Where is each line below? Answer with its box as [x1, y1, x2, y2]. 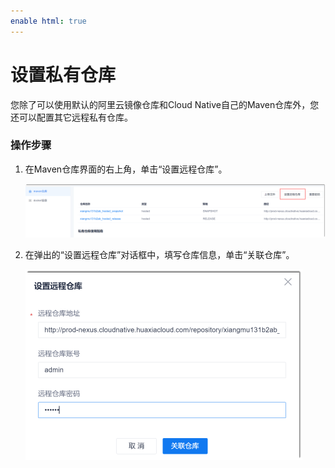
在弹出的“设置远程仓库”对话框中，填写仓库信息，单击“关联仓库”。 [24, 249, 295, 261]
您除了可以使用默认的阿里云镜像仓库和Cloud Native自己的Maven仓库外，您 [10, 98, 320, 110]
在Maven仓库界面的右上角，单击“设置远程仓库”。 [24, 163, 228, 175]
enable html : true [10, 16, 87, 26]
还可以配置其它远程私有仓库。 [10, 111, 133, 123]
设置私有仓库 [10, 63, 117, 86]
